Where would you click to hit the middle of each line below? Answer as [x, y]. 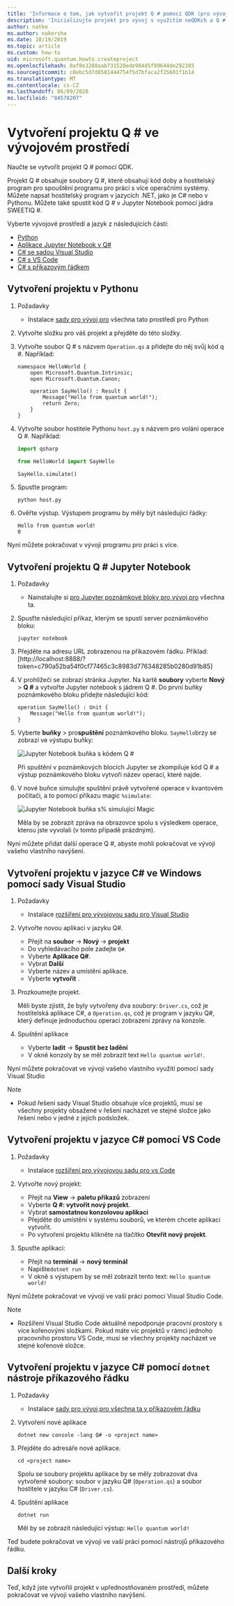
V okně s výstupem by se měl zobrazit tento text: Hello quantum [119, 1276]
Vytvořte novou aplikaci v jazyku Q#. [70, 928]
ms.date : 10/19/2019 [37, 40]
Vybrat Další [46, 964]
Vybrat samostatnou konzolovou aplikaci [88, 1212]
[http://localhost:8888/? [51, 659]
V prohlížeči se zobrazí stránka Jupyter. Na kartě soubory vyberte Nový [121, 680]
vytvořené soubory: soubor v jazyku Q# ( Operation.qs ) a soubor [110, 1481]
